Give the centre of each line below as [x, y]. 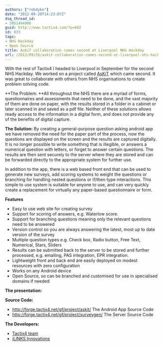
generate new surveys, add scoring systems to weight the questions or [76, 174]
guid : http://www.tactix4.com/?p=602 [43, 28]
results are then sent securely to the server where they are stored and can [79, 155]
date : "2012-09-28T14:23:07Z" [36, 14]
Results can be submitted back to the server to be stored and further [81, 250]
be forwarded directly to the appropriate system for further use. [69, 160]
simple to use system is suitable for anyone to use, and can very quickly [77, 185]
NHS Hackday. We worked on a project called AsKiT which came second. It [80, 74]
